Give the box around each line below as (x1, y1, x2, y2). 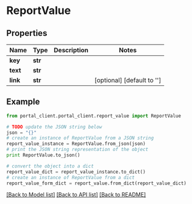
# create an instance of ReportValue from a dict (6, 174, 135, 180)
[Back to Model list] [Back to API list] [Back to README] (6, 191, 146, 199)
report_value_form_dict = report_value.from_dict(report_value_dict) (6, 180, 187, 186)
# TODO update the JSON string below (6, 124, 102, 130)
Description (54, 46, 88, 54)
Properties (6, 28, 48, 38)
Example (6, 97, 40, 107)
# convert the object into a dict (6, 163, 94, 169)
